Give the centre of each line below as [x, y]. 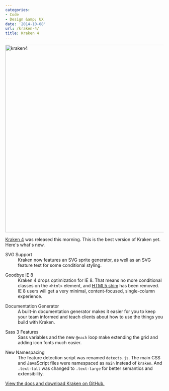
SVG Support [19, 254]
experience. [30, 296]
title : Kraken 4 [22, 33]
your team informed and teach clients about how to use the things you [91, 317]
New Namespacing [25, 352]
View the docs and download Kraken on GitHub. [55, 383]
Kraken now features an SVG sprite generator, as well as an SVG [84, 260]
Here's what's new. [25, 245]
